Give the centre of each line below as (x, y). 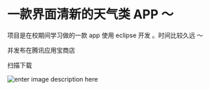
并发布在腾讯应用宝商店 (41, 50)
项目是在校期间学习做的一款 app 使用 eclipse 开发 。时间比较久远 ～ (105, 35)
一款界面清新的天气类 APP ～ (91, 14)
